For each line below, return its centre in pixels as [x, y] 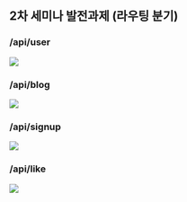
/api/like [28, 169]
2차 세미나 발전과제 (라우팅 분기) [94, 16]
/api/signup [35, 127]
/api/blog [30, 84]
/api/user [30, 42]
